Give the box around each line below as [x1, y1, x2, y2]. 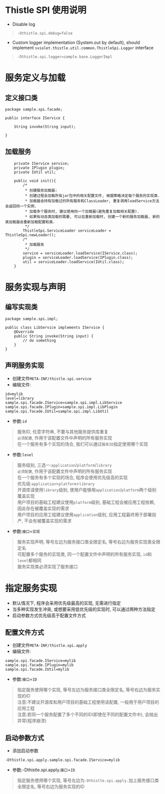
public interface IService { [5, 115, 65, 120]
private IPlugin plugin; [14, 165, 65, 170]
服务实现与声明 [5, 282, 66, 293]
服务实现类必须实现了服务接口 [17, 563, 78, 569]
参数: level [12, 451, 33, 457]
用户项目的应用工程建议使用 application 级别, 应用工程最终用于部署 [17, 511, 152, 517]
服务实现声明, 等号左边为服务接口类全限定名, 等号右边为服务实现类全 [17, 539, 156, 545]
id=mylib [5, 392, 23, 397]
